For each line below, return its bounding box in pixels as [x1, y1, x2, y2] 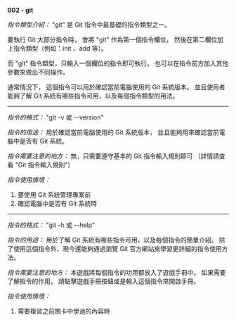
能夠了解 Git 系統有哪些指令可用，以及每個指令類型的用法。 [7, 91, 179, 100]
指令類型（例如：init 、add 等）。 [13, 44, 107, 52]
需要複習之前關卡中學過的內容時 [17, 307, 110, 315]
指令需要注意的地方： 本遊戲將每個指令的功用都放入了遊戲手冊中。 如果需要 [7, 269, 226, 276]
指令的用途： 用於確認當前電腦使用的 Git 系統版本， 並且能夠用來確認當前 [7, 128, 220, 136]
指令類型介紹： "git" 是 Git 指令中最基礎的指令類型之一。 [7, 20, 171, 29]
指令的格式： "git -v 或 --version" [7, 113, 104, 122]
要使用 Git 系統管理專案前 [17, 191, 91, 199]
